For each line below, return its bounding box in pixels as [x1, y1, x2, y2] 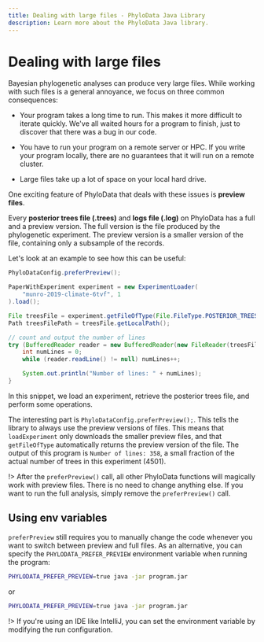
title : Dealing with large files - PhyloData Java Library [8, 11, 206, 20]
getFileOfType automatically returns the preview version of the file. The [8, 440, 240, 449]
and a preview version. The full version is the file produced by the [8, 222, 221, 231]
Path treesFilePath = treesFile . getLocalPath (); [8, 319, 170, 327]
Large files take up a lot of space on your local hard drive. [19, 175, 207, 184]
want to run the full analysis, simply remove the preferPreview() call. [8, 489, 231, 498]
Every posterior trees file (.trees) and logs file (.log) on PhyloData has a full [8, 213, 255, 223]
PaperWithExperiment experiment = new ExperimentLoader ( [8, 283, 199, 291]
